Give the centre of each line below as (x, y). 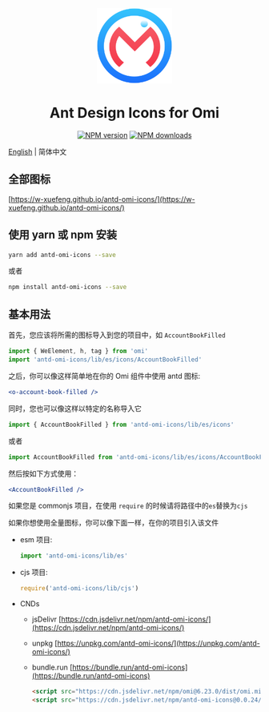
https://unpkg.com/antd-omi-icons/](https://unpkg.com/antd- (159, 643)
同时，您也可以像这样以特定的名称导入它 (75, 408)
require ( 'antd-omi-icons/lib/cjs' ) (79, 589)
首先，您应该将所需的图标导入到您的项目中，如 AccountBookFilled (117, 335)
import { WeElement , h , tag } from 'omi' (78, 352)
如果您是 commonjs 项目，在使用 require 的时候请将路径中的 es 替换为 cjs (128, 506)
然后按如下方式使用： (43, 473)
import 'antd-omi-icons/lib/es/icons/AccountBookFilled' (105, 360)
